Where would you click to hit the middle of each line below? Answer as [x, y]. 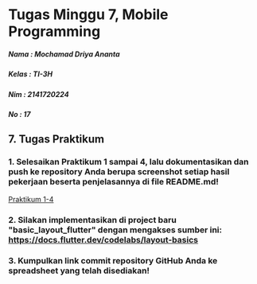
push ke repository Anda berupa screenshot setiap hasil [119, 172]
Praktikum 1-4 [31, 199]
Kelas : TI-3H [31, 74]
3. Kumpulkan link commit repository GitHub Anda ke [113, 261]
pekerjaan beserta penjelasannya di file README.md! [113, 182]
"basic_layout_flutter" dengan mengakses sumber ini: [115, 230]
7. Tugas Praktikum [56, 140]
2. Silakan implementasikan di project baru [92, 220]
